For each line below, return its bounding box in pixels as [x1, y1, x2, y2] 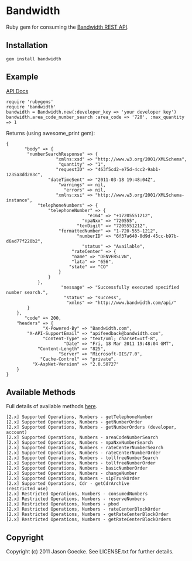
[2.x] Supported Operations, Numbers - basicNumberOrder [6, 466, 148, 471]
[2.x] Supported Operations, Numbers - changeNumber [6, 470, 138, 477]
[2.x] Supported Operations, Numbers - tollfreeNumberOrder [6, 460, 156, 466]
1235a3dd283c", [6, 172, 43, 177]
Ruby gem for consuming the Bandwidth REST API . [6, 23, 129, 30]
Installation [6, 40, 48, 50]
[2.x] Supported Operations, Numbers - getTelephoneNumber [6, 414, 153, 420]
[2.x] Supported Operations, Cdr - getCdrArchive [6, 481, 130, 487]
